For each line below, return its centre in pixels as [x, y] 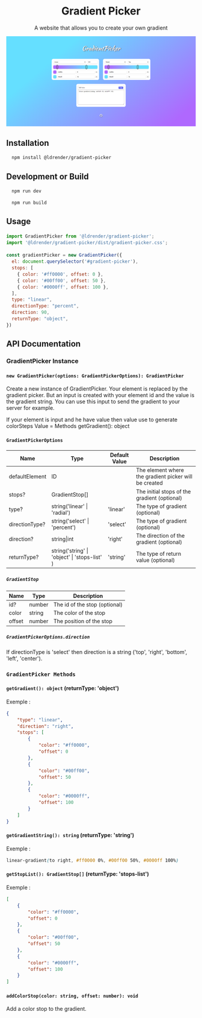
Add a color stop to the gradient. [47, 1009]
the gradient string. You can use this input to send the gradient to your [93, 401]
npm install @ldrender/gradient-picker [62, 158]
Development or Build [47, 176]
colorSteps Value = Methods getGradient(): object [68, 426]
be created [150, 483]
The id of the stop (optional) [88, 605]
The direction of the [161, 536]
